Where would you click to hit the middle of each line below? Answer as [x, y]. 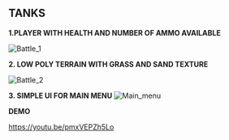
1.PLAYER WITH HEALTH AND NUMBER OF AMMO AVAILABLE [114, 32]
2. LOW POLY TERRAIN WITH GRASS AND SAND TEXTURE [108, 64]
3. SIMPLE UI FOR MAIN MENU [60, 95]
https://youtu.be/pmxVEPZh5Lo [61, 127]
